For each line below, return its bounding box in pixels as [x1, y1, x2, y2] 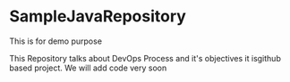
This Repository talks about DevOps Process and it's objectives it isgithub [9, 53, 282, 63]
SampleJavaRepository [9, 6, 186, 27]
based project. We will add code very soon [9, 62, 167, 73]
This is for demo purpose [9, 36, 103, 46]
